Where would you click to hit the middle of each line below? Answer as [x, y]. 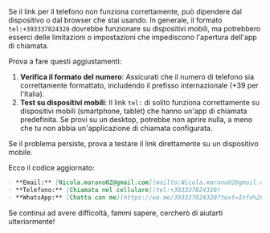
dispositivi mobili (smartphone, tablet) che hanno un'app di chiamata [133, 111]
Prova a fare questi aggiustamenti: [65, 61]
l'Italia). [32, 94]
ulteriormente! [32, 221]
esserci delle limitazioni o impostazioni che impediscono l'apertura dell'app [133, 37]
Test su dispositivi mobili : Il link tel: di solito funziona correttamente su [139, 102]
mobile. [21, 152]
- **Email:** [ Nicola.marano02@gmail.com [79, 182]
